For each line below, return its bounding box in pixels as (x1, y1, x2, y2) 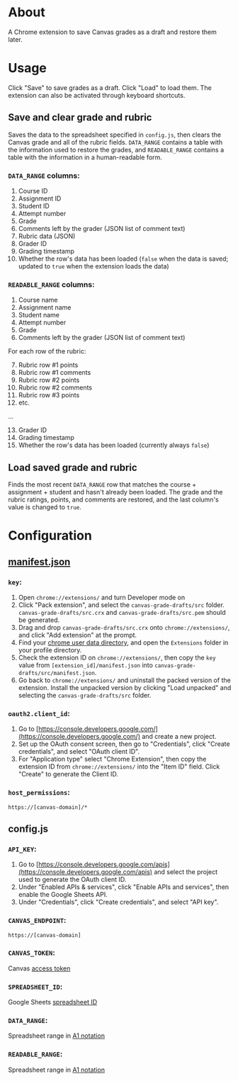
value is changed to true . (8, 503, 82, 511)
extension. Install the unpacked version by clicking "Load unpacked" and (18, 683, 232, 691)
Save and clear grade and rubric (8, 111, 152, 124)
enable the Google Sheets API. (18, 890, 108, 899)
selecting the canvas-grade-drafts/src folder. (18, 691, 152, 699)
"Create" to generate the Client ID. (18, 770, 119, 779)
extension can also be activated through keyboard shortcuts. (8, 91, 186, 99)
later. (8, 35, 23, 43)
